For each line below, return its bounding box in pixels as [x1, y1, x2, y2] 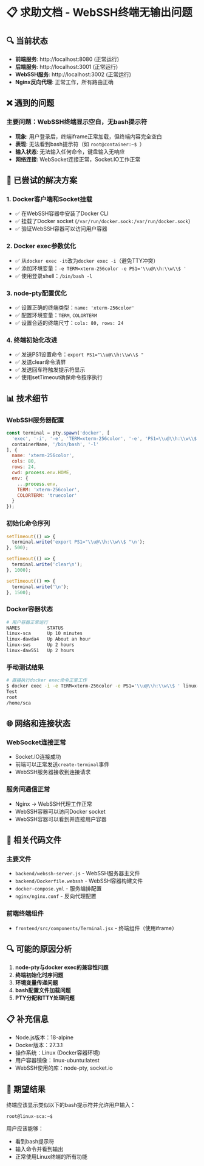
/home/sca [6, 700, 32, 706]
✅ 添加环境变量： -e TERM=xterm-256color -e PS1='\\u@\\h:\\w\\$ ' [15, 265, 187, 272]
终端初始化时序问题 [15, 972, 64, 979]
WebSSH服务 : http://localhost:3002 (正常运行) [15, 71, 132, 78]
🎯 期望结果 [6, 1084, 46, 1094]
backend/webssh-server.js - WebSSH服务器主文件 [15, 870, 141, 877]
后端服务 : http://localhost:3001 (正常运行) [15, 63, 118, 70]
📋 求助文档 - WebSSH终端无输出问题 [6, 5, 193, 20]
